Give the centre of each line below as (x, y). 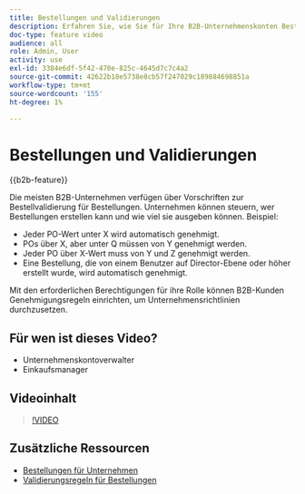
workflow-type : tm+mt (50, 85)
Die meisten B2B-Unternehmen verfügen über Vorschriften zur (127, 198)
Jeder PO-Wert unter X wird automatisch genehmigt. (121, 234)
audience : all (36, 43)
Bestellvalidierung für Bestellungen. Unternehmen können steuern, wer (142, 207)
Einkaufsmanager (55, 370)
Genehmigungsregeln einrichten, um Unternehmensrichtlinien (125, 300)
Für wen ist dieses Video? (84, 338)
